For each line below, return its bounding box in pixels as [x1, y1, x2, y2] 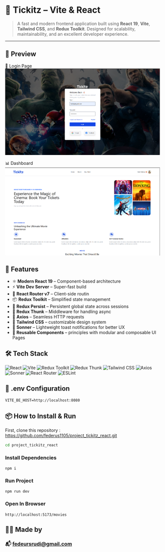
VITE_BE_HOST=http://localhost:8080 [5, 398, 80, 403]
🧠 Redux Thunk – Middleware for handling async [12, 309, 111, 315]
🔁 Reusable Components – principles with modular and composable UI [12, 329, 156, 335]
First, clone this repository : [5, 427, 60, 433]
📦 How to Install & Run [5, 412, 76, 420]
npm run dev [5, 489, 29, 494]
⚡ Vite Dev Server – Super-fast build [12, 284, 87, 289]
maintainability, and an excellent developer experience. [17, 31, 129, 37]
